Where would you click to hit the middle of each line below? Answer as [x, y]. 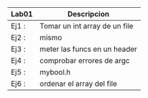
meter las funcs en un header [89, 49]
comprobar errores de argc [85, 61]
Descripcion [88, 14]
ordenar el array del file [79, 83]
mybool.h [55, 72]
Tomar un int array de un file [87, 26]
